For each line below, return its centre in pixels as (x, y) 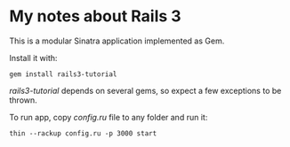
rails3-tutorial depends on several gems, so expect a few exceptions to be (145, 90)
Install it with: (33, 58)
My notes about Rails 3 (95, 16)
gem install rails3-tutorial (63, 74)
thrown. (23, 100)
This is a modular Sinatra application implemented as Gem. (117, 41)
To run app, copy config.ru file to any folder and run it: (109, 117)
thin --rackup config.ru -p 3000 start (83, 133)
